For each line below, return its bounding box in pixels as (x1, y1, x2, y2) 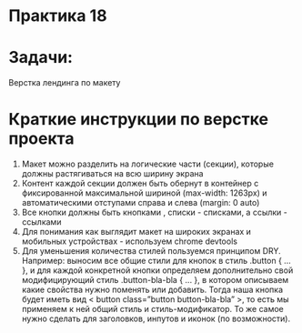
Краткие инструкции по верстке (8, 109, 269, 130)
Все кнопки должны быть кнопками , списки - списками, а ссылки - (21, 207, 288, 218)
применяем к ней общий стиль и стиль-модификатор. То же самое (21, 304, 284, 315)
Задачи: (8, 47, 74, 68)
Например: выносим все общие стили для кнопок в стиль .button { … (21, 256, 292, 267)
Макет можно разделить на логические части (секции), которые (21, 158, 275, 169)
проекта (8, 128, 75, 149)
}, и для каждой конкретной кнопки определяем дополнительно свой (21, 265, 294, 276)
